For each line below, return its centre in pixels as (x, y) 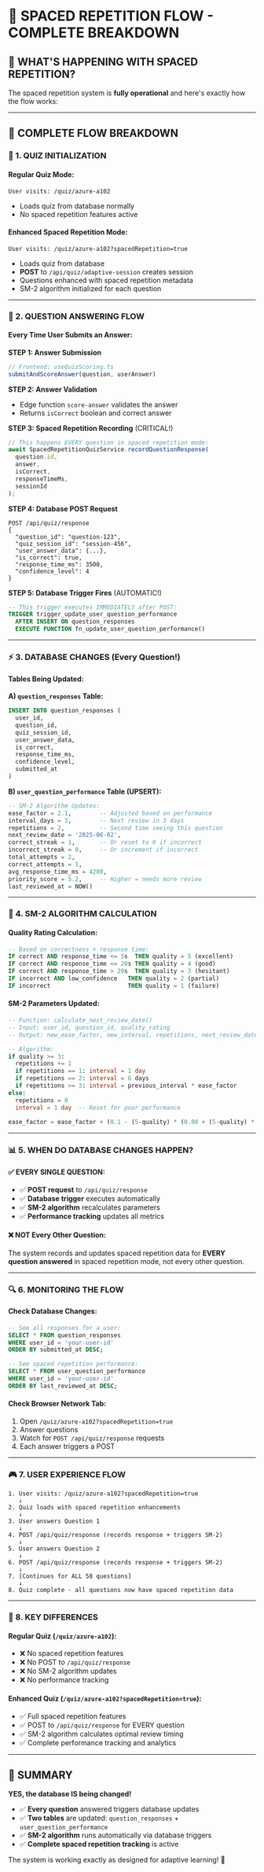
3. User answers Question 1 (54, 1521)
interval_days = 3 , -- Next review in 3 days (96, 820)
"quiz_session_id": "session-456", (73, 544)
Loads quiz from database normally (77, 206)
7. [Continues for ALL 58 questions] (70, 1576)
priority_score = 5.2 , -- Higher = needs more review (105, 879)
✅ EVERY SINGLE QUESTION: (57, 1172)
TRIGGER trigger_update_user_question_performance (93, 614)
